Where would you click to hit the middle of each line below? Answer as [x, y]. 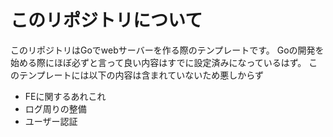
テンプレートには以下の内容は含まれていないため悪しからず [141, 75]
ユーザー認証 [51, 121]
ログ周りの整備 [55, 108]
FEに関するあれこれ [65, 96]
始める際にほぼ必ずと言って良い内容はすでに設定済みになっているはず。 [158, 62]
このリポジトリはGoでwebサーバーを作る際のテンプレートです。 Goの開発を [167, 50]
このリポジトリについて [106, 20]
